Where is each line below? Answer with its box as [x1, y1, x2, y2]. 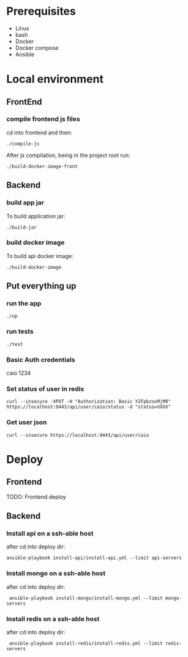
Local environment [6, 72, 104, 86]
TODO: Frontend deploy [6, 493, 66, 501]
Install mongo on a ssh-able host [6, 569, 106, 578]
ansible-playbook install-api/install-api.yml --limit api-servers [6, 555, 182, 561]
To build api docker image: [6, 252, 73, 259]
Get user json [6, 418, 47, 427]
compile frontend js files [6, 115, 81, 123]
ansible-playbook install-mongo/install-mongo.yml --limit [9, 595, 164, 601]
